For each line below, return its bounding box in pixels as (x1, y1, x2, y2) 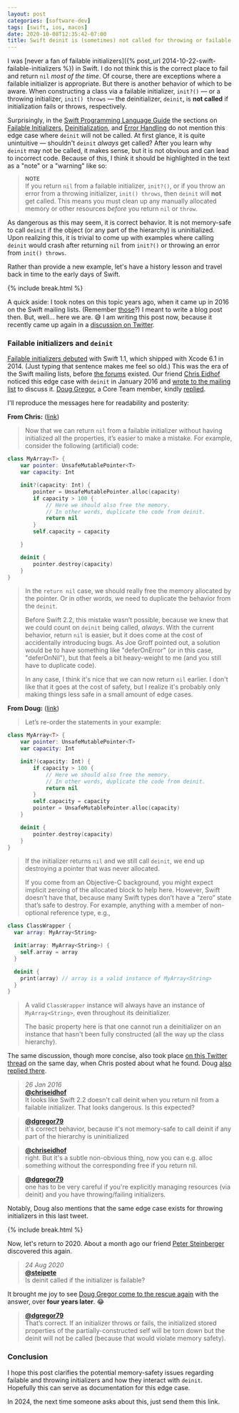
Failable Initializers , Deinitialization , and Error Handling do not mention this (7, 124, 225, 132)
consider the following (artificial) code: (24, 441, 139, 450)
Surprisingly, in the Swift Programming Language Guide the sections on (7, 116, 218, 125)
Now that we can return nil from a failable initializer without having (24, 426, 223, 435)
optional (24, 909, 49, 917)
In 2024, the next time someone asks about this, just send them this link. (7, 1397, 220, 1406)
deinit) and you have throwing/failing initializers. (24, 1190, 166, 1199)
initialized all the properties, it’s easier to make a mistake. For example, (24, 434, 233, 443)
